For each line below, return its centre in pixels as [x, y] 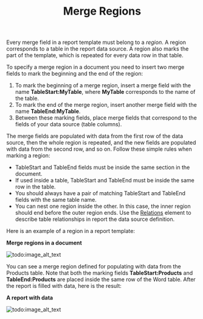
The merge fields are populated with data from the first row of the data [95, 136]
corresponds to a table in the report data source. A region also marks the [98, 49]
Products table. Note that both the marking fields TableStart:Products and [100, 273]
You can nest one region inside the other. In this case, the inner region [103, 206]
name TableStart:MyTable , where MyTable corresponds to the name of [105, 92]
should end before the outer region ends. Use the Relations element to [103, 213]
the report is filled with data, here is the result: [64, 286]
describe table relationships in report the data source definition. [95, 219]
